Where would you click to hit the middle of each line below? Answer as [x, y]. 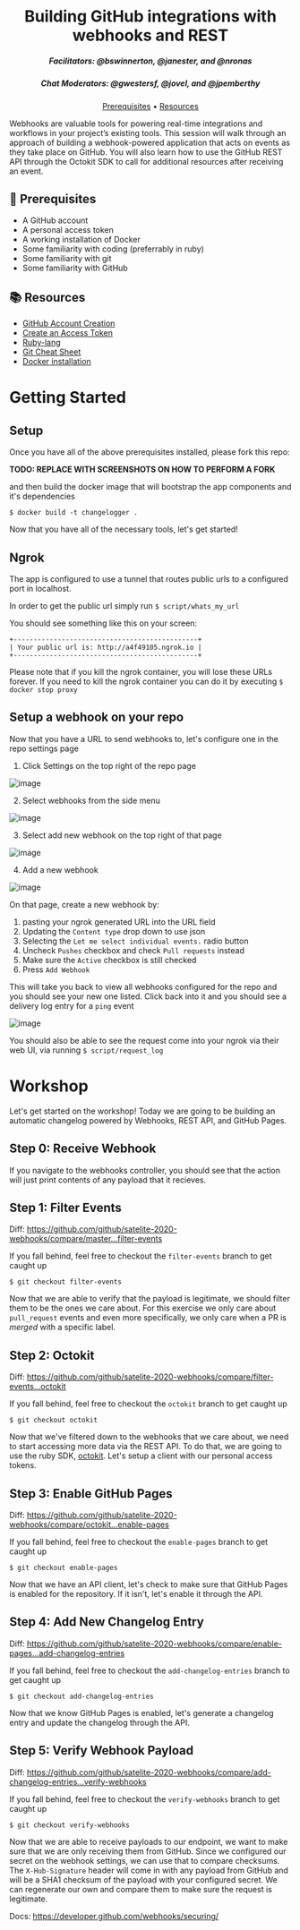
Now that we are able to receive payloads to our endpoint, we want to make [149, 1841]
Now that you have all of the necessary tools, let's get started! [124, 529]
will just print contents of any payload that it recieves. [108, 1180]
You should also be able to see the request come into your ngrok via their [144, 1040]
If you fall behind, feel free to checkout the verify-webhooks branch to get [145, 1799]
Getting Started [68, 398]
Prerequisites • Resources [150, 106]
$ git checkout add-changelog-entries [81, 1696]
